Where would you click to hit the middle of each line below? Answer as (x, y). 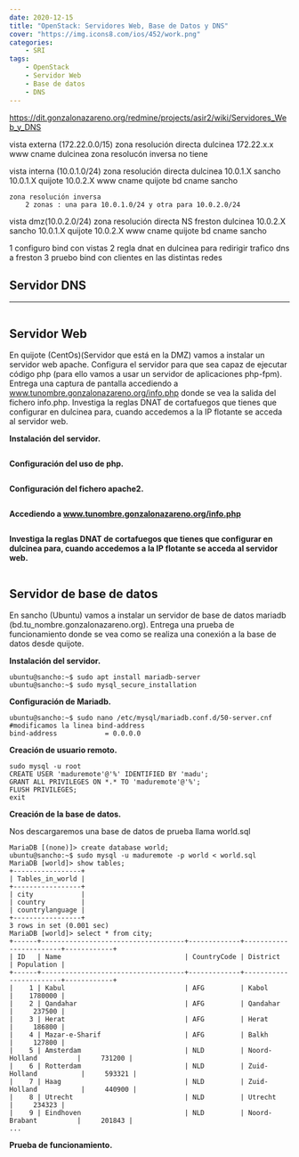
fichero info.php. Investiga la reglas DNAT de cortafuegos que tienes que (143, 403)
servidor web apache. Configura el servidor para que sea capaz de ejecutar (148, 365)
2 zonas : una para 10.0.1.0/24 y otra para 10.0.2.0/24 (133, 205)
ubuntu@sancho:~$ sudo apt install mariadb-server (105, 677)
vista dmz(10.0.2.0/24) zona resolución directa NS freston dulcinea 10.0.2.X (148, 221)
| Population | (37, 964)
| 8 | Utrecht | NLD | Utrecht (143, 1097)
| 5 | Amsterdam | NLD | (127, 1050)
